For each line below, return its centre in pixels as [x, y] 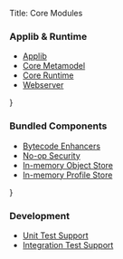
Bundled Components [58, 126]
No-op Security [52, 155]
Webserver [43, 85]
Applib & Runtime [48, 36]
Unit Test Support [55, 235]
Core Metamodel [54, 66]
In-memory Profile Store [67, 175]
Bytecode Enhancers [61, 146]
